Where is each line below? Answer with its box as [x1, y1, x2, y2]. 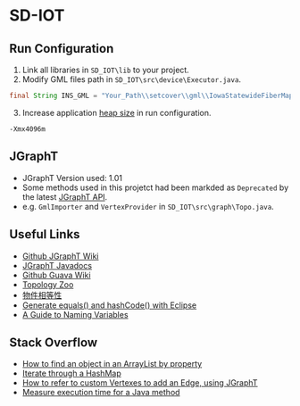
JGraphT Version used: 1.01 [21, 172, 123, 183]
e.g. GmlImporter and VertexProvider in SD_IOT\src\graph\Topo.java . [21, 201, 274, 211]
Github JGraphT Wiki [21, 251, 99, 261]
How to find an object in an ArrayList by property [21, 359, 203, 369]
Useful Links [9, 227, 80, 242]
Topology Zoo [21, 278, 74, 290]
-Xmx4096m [9, 124, 46, 134]
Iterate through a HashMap [21, 368, 122, 379]
